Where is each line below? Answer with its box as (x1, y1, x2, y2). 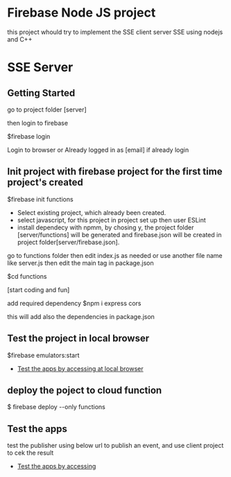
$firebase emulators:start (7, 351, 80, 359)
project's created (7, 177, 83, 189)
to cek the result (7, 449, 54, 457)
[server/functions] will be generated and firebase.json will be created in (17, 230, 222, 238)
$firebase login (7, 132, 51, 140)
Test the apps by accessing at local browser (17, 364, 144, 372)
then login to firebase (7, 119, 68, 127)
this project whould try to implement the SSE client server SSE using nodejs (7, 28, 223, 36)
